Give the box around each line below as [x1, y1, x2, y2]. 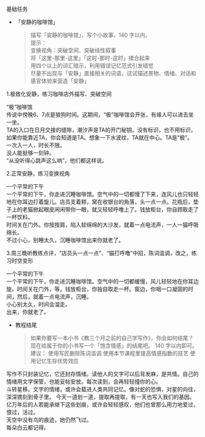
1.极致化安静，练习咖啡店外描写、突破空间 [6, 91, 112, 97]
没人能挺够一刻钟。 [6, 149, 55, 156]
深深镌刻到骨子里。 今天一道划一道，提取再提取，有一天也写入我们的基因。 [6, 394, 195, 400]
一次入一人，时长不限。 [6, 141, 65, 149]
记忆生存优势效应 [35, 357, 79, 364]
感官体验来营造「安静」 [30, 77, 90, 84]
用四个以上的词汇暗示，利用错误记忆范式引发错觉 [30, 62, 154, 69]
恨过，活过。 [6, 409, 38, 416]
